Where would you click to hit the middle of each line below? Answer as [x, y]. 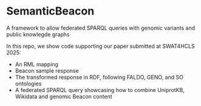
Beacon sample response [47, 70]
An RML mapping [37, 64]
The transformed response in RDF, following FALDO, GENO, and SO [99, 77]
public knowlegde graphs [38, 34]
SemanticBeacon [50, 11]
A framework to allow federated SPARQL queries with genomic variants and [101, 28]
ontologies [28, 84]
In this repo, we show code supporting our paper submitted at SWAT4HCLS [101, 46]
